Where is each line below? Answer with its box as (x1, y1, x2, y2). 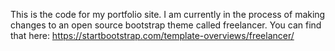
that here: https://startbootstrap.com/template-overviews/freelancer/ (10, 30, 295, 41)
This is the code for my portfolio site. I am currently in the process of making (10, 9, 326, 20)
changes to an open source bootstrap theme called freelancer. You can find (10, 19, 322, 31)
